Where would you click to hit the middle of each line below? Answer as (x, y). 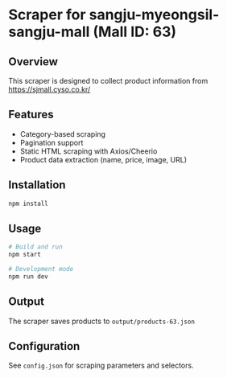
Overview (33, 62)
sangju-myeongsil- (154, 15)
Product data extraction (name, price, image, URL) (103, 159)
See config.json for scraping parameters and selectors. (101, 366)
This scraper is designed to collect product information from (108, 81)
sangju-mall (49, 32)
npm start (25, 255)
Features (31, 115)
